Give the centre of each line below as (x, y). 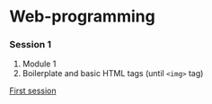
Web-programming (82, 17)
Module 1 (39, 64)
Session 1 (31, 45)
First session (33, 91)
